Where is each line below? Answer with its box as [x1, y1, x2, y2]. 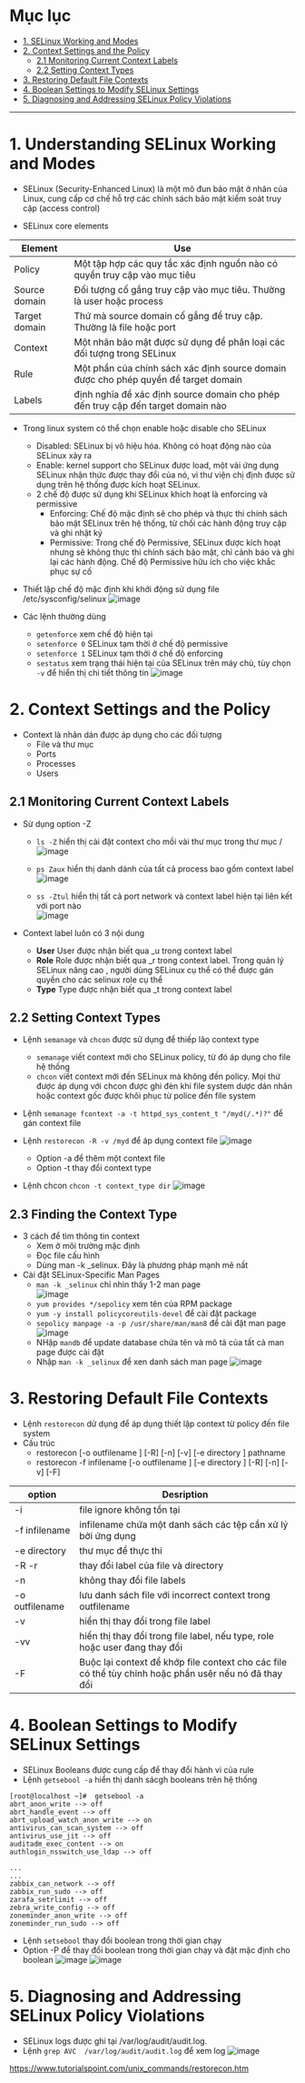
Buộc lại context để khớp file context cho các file [79, 1656, 288, 1669]
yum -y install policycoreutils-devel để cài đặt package [35, 1308, 257, 1319]
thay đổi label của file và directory [79, 1559, 224, 1572]
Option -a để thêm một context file [35, 1152, 166, 1164]
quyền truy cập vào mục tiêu [74, 268, 196, 281]
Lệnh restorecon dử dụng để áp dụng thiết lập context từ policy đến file [22, 1418, 290, 1429]
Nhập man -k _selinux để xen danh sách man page [35, 1356, 229, 1367]
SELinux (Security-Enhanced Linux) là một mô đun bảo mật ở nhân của [22, 183, 288, 194]
